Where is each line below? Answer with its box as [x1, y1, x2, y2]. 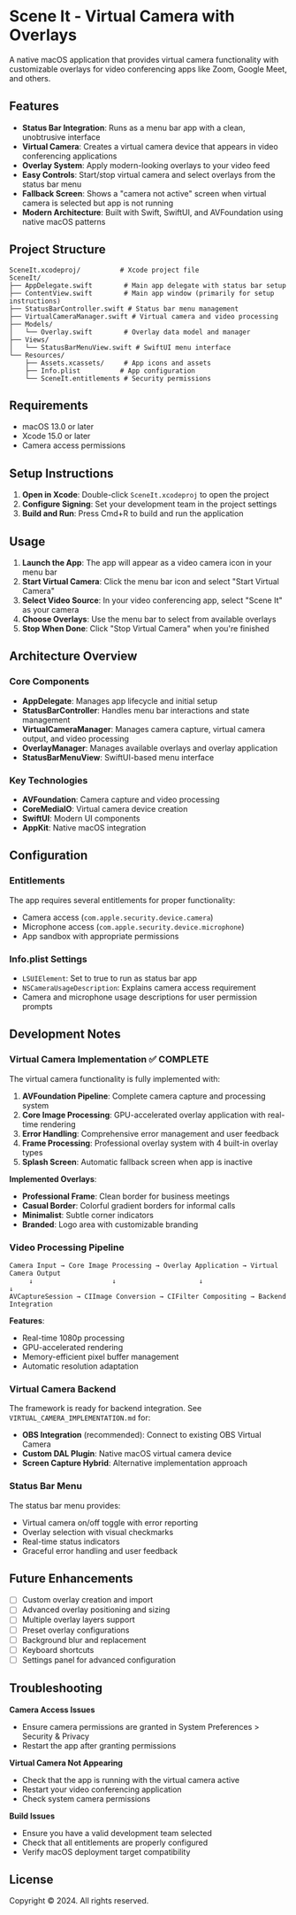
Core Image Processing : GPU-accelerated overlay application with [21, 1109, 267, 1120]
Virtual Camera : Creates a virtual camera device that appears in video [21, 141, 278, 151]
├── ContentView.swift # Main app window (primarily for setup [9, 289, 275, 297]
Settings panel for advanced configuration [21, 1654, 177, 1665]
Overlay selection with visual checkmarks [21, 1526, 174, 1537]
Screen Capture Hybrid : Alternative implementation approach [21, 1458, 248, 1469]
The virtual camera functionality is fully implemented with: [9, 1073, 221, 1084]
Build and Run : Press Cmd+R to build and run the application [21, 508, 244, 519]
